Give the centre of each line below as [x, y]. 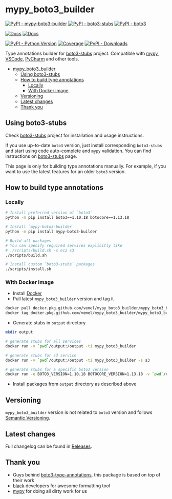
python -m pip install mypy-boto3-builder [51, 232]
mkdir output [19, 332]
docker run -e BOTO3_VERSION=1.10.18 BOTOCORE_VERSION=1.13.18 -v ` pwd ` [84, 374]
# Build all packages [28, 241]
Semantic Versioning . [28, 418]
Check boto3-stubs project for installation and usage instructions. [75, 135]
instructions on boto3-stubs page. [41, 156]
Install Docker [27, 294]
